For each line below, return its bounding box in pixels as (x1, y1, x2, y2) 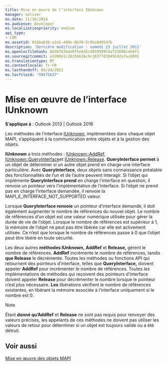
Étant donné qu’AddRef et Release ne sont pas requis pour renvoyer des (5, 312, 155, 318)
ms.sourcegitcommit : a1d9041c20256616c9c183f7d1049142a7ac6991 (5, 53, 140, 59)
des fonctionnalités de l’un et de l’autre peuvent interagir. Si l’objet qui (5, 172, 148, 178)
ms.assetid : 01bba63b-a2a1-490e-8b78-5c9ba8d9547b (5, 40, 113, 45)
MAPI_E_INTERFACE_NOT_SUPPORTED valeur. (5, 193, 101, 199)
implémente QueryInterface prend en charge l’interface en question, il (5, 177, 151, 183)
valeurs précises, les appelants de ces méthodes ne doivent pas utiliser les (5, 317, 160, 323)
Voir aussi (5, 342, 37, 351)
